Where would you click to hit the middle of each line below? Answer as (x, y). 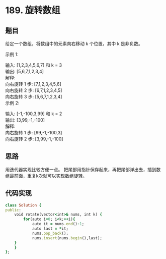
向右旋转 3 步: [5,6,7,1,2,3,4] (34, 97)
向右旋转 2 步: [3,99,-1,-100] (34, 139)
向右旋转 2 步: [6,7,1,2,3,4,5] (34, 90)
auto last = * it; (50, 229)
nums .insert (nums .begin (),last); (67, 238)
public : (13, 210)
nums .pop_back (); (50, 233)
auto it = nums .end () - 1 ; (58, 224)
